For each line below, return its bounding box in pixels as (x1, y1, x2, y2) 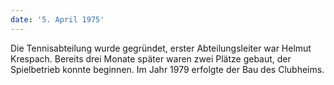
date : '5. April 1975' (10, 14, 105, 25)
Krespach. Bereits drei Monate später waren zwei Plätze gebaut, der (10, 52, 292, 65)
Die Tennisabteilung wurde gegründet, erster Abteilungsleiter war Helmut (10, 42, 312, 54)
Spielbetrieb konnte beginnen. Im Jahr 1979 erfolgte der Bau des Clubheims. (10, 63, 325, 75)
